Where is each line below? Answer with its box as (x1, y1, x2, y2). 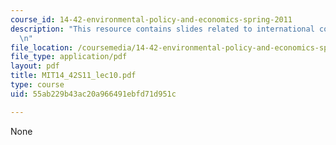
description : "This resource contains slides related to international (10, 24, 315, 34)
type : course (10, 80, 65, 90)
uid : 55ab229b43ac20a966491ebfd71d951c (10, 89, 177, 99)
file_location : (10, 42, 74, 53)
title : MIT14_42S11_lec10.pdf (10, 71, 137, 81)
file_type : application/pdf (10, 52, 128, 62)
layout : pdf (10, 61, 60, 71)
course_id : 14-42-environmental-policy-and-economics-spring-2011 (10, 14, 293, 25)
